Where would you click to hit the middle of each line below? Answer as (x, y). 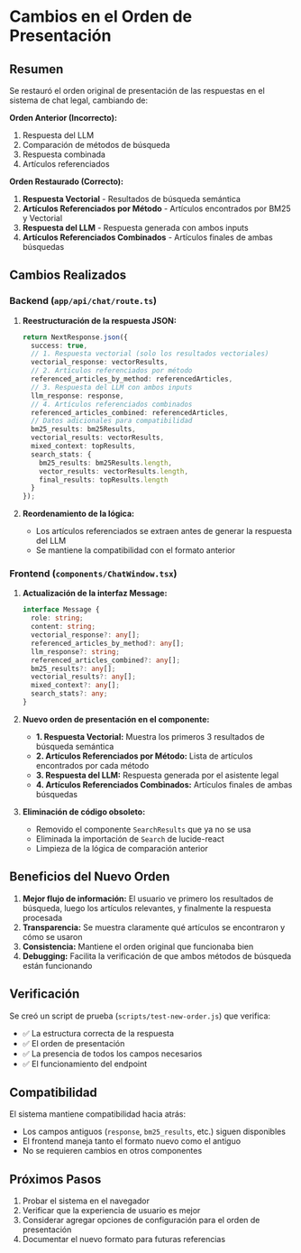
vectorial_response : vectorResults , (100, 363)
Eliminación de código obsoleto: (84, 811)
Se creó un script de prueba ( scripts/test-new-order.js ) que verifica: (140, 1016)
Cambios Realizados (68, 276)
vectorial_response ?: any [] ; (86, 635)
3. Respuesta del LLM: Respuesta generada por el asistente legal (157, 775)
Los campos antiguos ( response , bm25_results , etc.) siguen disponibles (154, 1132)
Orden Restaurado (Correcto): (67, 181)
